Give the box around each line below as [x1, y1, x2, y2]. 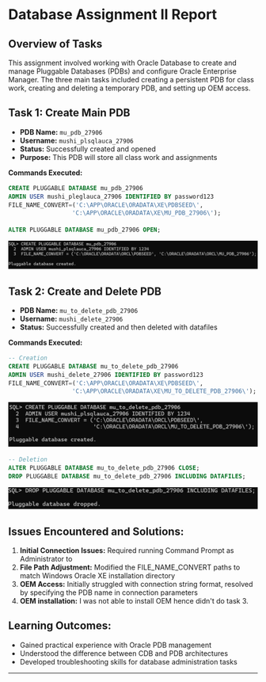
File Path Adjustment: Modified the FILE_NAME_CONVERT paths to [19, 562, 241, 572]
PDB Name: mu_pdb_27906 [19, 127, 103, 136]
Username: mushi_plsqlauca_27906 [19, 135, 134, 145]
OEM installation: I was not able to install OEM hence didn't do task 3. [19, 596, 249, 605]
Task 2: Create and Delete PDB [8, 284, 162, 298]
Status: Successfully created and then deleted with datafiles [19, 322, 218, 332]
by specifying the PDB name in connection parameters [19, 588, 198, 597]
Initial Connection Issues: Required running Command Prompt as [19, 546, 234, 555]
